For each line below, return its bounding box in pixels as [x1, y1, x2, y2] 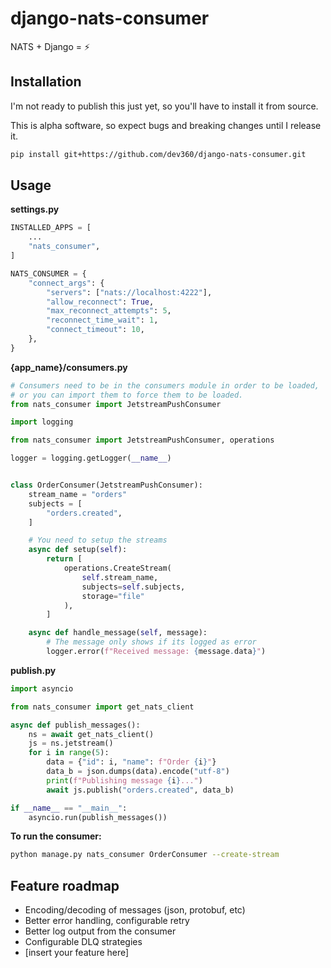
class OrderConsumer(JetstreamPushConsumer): [10, 480, 203, 491]
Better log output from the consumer [24, 925, 177, 937]
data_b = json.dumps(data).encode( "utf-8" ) [46, 767, 230, 777]
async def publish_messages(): [10, 720, 141, 730]
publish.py [10, 664, 57, 676]
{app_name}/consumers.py [10, 361, 128, 373]
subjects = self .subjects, [81, 582, 186, 592]
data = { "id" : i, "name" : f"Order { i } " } [46, 757, 217, 767]
